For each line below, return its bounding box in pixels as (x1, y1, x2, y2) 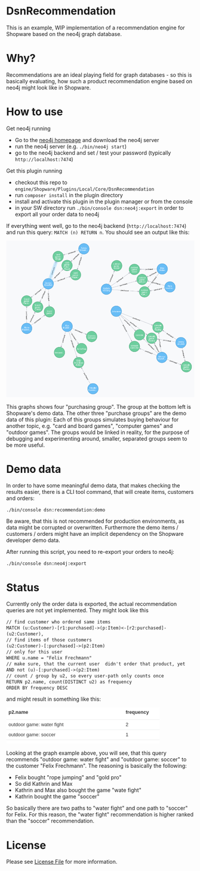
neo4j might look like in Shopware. (6, 84, 91, 91)
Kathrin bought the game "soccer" (14, 793, 100, 800)
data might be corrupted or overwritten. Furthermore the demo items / (6, 524, 179, 531)
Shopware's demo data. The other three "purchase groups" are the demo (6, 409, 187, 417)
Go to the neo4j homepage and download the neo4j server (14, 136, 159, 143)
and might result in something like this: (6, 695, 101, 703)
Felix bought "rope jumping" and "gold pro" (14, 774, 122, 781)
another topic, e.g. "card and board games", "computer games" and (6, 422, 173, 429)
